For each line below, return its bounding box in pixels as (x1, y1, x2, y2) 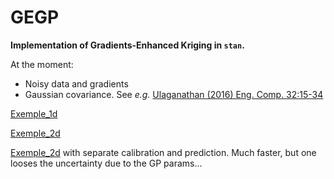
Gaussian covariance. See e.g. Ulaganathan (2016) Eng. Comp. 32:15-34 (24, 88, 324, 100)
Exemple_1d (10, 107, 58, 120)
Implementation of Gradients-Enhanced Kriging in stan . (10, 39, 245, 51)
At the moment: (10, 58, 74, 70)
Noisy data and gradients (24, 77, 129, 90)
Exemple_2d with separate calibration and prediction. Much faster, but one (10, 146, 317, 158)
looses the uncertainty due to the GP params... (10, 157, 203, 169)
